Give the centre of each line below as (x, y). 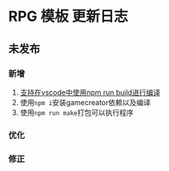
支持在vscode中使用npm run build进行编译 (90, 92)
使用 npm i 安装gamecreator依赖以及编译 (85, 102)
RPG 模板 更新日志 (68, 16)
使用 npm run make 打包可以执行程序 (76, 112)
